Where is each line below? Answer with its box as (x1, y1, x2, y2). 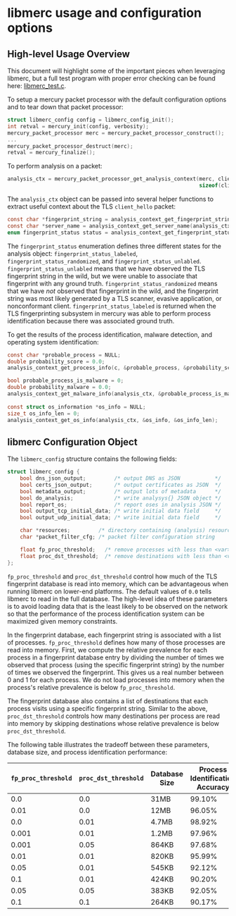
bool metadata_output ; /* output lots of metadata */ (20, 488, 221, 495)
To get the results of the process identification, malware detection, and (7, 330, 213, 339)
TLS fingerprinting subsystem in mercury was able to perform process (7, 309, 211, 318)
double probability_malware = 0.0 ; (7, 384, 112, 391)
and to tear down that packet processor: (7, 103, 124, 111)
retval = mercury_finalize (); (7, 149, 96, 156)
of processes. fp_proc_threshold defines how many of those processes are (7, 638, 226, 646)
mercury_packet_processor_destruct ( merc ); (7, 142, 133, 149)
